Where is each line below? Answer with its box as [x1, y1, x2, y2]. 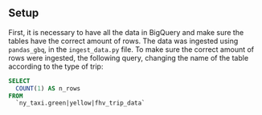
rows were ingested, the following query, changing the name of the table [8, 53, 249, 62]
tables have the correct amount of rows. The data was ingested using [8, 36, 239, 46]
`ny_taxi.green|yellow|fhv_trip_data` [15, 99, 146, 107]
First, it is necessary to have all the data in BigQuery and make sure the [8, 27, 244, 37]
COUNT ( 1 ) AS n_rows [15, 84, 81, 93]
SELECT [8, 77, 31, 85]
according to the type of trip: [8, 61, 104, 71]
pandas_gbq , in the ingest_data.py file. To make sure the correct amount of [8, 44, 255, 54]
